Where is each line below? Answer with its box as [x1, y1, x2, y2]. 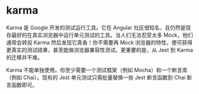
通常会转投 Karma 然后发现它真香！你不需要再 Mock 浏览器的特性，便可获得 [6, 39, 193, 46]
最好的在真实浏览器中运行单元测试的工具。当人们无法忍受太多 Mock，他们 [11, 31, 193, 39]
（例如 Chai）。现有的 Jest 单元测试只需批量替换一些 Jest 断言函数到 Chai [6, 74, 186, 81]
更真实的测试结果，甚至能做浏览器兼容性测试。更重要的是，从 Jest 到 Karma [6, 46, 193, 54]
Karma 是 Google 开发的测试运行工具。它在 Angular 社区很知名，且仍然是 [6, 24, 186, 31]
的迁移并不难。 [6, 54, 43, 61]
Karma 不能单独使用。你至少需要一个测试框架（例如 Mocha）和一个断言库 [6, 66, 188, 73]
